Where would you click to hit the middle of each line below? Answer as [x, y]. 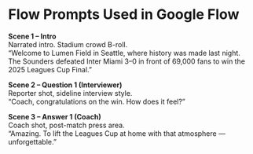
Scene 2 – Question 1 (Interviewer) [65, 85]
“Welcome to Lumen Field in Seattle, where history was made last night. [125, 53]
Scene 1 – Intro [32, 36]
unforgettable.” [33, 141]
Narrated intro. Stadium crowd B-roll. [68, 44]
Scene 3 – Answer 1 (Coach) [55, 116]
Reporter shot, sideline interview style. [70, 93]
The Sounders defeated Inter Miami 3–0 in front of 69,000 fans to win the [127, 61]
